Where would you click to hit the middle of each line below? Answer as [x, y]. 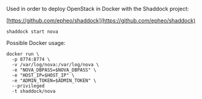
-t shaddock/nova [34, 91]
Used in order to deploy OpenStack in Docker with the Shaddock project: [98, 9]
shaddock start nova [33, 32]
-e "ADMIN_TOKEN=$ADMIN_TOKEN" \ [54, 81]
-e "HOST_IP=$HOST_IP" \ [43, 75]
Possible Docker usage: [36, 43]
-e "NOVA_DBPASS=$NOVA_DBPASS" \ [54, 70]
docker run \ [23, 54]
